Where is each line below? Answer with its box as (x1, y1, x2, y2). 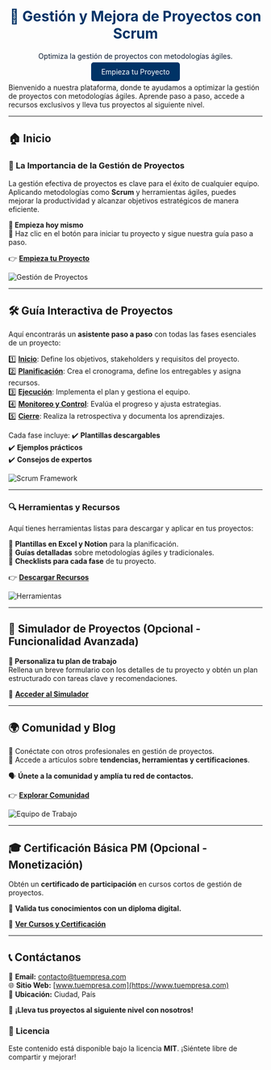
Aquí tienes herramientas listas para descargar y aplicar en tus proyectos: (8, 523, 254, 533)
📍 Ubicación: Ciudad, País (8, 989, 96, 999)
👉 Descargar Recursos (8, 572, 90, 582)
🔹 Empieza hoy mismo (8, 220, 84, 230)
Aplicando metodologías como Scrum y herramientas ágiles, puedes (8, 187, 236, 197)
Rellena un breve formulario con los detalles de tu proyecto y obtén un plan (8, 665, 258, 675)
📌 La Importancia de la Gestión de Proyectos (8, 160, 186, 171)
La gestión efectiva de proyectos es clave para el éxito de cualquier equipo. (8, 178, 260, 188)
